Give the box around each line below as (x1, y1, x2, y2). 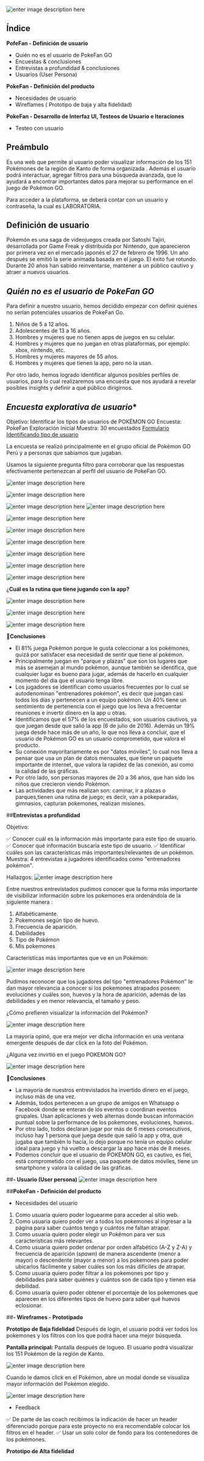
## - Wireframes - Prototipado (6, 1314, 83, 1321)
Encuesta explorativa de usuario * (6, 402, 138, 412)
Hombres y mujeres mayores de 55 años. (15, 353, 119, 361)
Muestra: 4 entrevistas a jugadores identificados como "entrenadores (6, 856, 181, 863)
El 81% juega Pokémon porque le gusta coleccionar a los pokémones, (15, 644, 190, 652)
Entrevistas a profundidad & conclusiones (15, 64, 120, 71)
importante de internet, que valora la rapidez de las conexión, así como (15, 761, 194, 769)
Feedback (15, 1404, 41, 1411)
